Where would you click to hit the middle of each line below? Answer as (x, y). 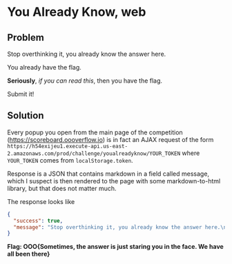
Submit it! (21, 94)
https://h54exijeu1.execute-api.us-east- (68, 146)
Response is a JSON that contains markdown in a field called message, (108, 174)
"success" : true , (38, 221)
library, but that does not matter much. (62, 188)
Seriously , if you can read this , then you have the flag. (85, 81)
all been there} (29, 254)
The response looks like (41, 201)
